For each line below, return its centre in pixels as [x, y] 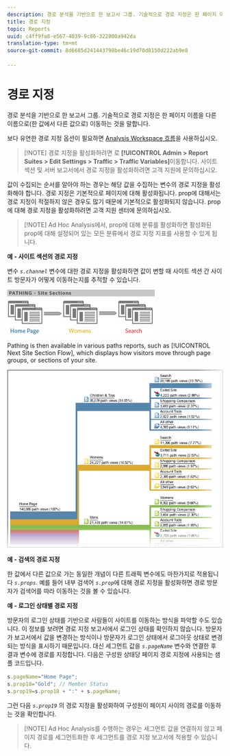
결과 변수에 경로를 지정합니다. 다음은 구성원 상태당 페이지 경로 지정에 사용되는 [110, 654]
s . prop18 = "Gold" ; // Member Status [58, 684]
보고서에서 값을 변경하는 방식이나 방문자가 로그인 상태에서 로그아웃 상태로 [112, 637]
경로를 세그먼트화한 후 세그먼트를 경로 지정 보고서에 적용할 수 [118, 737]
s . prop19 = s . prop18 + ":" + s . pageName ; [64, 691]
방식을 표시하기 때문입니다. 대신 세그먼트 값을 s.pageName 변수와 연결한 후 [118, 646]
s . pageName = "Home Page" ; [42, 676]
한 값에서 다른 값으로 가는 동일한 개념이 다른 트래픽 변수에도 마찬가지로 [101, 574]
